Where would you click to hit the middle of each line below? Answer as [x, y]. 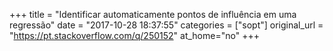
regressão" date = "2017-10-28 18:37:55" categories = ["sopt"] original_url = [166, 25]
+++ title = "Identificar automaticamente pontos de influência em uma [153, 14]
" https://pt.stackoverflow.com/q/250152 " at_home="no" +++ [134, 35]
